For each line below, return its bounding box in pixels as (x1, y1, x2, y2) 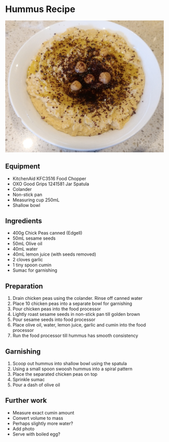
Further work (5, 396, 47, 405)
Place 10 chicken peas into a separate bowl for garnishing (12, 300, 132, 307)
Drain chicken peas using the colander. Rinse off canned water (12, 295, 143, 301)
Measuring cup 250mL (12, 197, 60, 203)
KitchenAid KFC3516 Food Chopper (12, 175, 87, 181)
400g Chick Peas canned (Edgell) (12, 230, 82, 236)
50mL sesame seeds (12, 235, 56, 242)
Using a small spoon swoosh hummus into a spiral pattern (12, 366, 133, 372)
